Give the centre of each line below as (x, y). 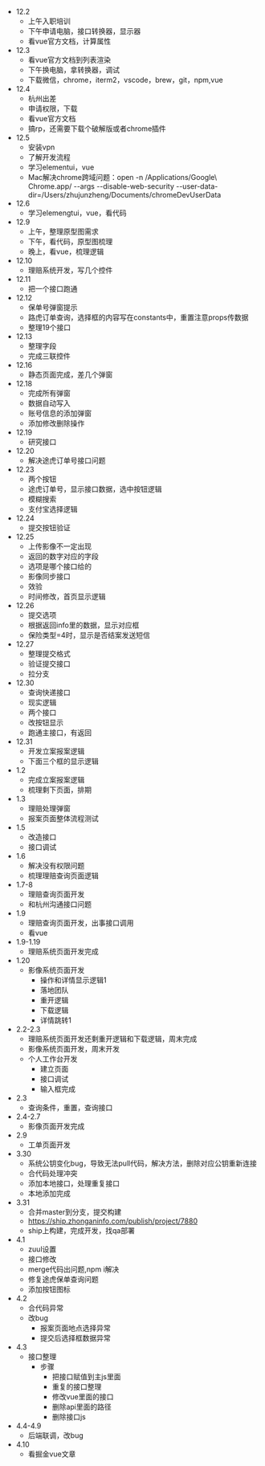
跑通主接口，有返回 (60, 733)
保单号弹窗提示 (53, 307)
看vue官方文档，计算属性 (69, 41)
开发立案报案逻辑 (56, 751)
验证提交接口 (49, 664)
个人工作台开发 (53, 1059)
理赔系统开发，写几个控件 (70, 270)
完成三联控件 (49, 356)
